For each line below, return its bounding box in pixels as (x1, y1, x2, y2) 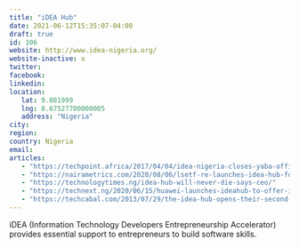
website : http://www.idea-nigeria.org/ (9, 46, 158, 55)
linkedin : (9, 79, 46, 88)
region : (9, 129, 38, 138)
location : (9, 87, 46, 96)
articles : (9, 153, 46, 163)
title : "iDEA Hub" (9, 12, 77, 22)
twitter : (9, 63, 42, 72)
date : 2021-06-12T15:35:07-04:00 (9, 21, 133, 30)
